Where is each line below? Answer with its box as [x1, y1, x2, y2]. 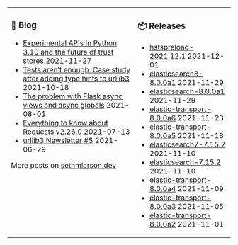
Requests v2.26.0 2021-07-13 [23, 127, 130, 137]
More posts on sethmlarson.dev [11, 160, 117, 170]
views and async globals [23, 100, 105, 110]
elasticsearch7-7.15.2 [149, 139, 226, 149]
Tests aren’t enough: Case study [23, 64, 131, 74]
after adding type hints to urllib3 [23, 74, 130, 84]
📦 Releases [137, 21, 186, 32]
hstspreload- [149, 42, 194, 52]
